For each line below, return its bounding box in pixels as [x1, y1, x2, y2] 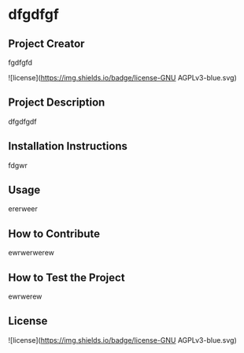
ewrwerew [8, 292, 43, 301]
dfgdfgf [8, 6, 59, 24]
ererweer [8, 204, 38, 214]
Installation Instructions [8, 139, 128, 153]
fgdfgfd [8, 58, 33, 67]
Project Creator [8, 37, 85, 50]
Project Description [8, 96, 105, 110]
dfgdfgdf [8, 117, 37, 126]
